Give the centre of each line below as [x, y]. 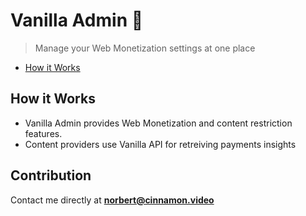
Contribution [51, 175]
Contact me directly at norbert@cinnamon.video [112, 200]
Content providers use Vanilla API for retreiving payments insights [160, 144]
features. [43, 133]
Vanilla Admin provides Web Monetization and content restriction [158, 123]
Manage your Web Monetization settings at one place [145, 48]
